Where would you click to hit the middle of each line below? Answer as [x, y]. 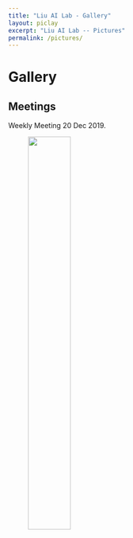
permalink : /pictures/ [46, 38]
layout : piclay [33, 23]
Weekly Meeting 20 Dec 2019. [57, 126]
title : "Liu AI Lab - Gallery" [60, 16]
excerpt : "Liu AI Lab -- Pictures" [67, 30]
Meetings [32, 106]
